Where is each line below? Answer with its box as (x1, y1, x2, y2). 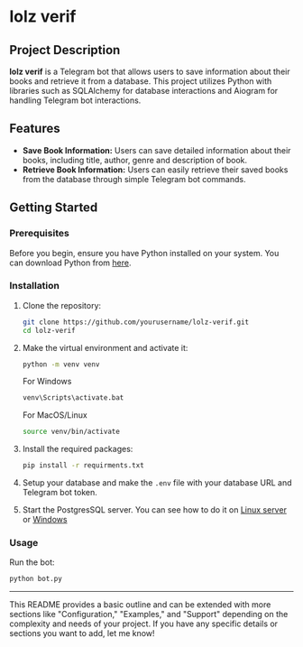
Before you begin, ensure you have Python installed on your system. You (9, 247, 280, 258)
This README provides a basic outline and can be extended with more (9, 599, 271, 610)
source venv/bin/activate (22, 427, 120, 437)
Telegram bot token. (22, 487, 97, 498)
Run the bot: (9, 557, 56, 568)
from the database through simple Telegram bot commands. (22, 173, 246, 184)
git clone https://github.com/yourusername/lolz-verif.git (22, 318, 250, 327)
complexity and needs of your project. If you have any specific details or (9, 618, 278, 629)
